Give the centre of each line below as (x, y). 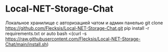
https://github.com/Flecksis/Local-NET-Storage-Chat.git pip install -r (77, 28)
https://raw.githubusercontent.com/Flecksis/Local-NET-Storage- (73, 39)
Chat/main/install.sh (26, 44)
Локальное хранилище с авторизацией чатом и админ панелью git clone (84, 23)
